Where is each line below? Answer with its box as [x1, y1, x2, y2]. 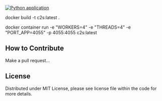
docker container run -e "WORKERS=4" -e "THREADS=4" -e [5, 24, 131, 30]
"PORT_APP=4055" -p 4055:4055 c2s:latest [5, 30, 97, 35]
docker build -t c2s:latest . [5, 15, 60, 20]
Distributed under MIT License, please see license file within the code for [5, 85, 157, 91]
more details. [5, 90, 33, 96]
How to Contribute [5, 44, 64, 53]
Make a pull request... [5, 57, 50, 63]
